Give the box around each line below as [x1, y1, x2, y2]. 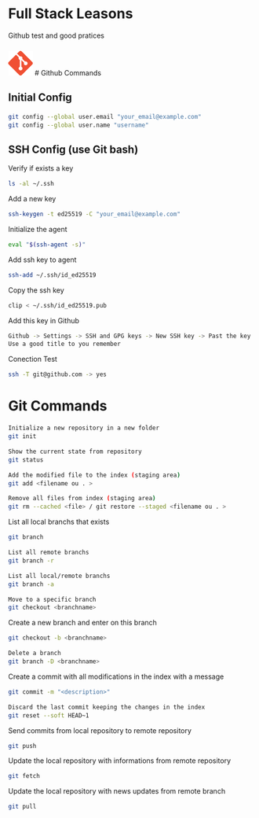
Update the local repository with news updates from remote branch [8, 787, 226, 796]
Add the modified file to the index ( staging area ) [8, 471, 181, 479]
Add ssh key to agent [8, 255, 77, 264]
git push [8, 742, 37, 750]
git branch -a [8, 580, 55, 588]
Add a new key [8, 194, 57, 204]
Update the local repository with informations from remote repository [8, 756, 232, 765]
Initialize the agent [8, 224, 68, 234]
